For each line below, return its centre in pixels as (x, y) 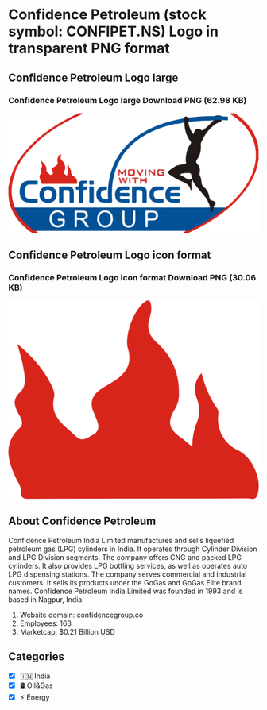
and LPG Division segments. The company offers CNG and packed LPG (125, 557)
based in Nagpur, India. (46, 599)
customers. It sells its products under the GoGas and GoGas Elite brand (125, 582)
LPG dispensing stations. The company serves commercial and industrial (128, 574)
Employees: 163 (45, 623)
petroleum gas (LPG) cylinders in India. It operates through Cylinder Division (133, 549)
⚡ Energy (35, 697)
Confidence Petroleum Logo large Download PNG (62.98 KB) (128, 100)
